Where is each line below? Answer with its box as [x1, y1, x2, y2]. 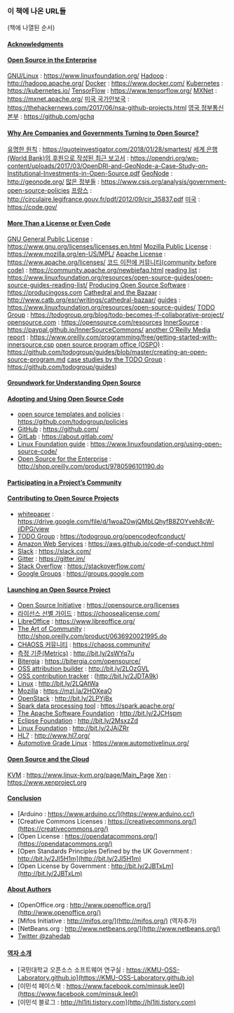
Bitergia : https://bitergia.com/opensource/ [17, 657, 142, 666]
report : [7, 333, 29, 341]
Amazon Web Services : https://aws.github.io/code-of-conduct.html [17, 539, 214, 548]
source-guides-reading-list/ [7, 280, 88, 289]
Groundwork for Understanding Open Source [7, 378, 142, 387]
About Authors [7, 885, 52, 894]
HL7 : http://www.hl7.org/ [17, 731, 90, 740]
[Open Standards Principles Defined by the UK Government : [17, 846, 193, 855]
